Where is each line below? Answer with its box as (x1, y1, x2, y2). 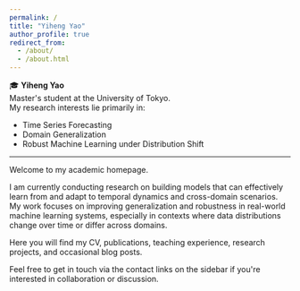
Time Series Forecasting (21, 120, 112, 130)
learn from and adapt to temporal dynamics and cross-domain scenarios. (9, 192, 279, 201)
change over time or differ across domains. (9, 220, 168, 230)
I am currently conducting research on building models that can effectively (9, 182, 284, 193)
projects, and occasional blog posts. (9, 247, 143, 257)
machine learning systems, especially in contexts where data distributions (9, 210, 281, 220)
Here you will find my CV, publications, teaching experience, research (9, 237, 266, 247)
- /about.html (17, 55, 70, 64)
